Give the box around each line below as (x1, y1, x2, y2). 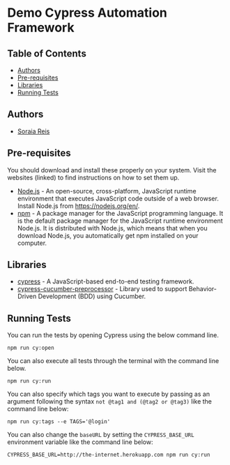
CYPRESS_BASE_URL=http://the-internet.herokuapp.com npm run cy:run (7, 452, 210, 459)
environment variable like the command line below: (7, 438, 153, 446)
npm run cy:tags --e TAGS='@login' (7, 418, 111, 425)
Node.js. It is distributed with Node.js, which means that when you (17, 223, 208, 232)
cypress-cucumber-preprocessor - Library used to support (17, 285, 187, 293)
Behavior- (188, 285, 217, 293)
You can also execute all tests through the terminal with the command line (7, 357, 220, 365)
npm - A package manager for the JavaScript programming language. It (17, 209, 224, 217)
